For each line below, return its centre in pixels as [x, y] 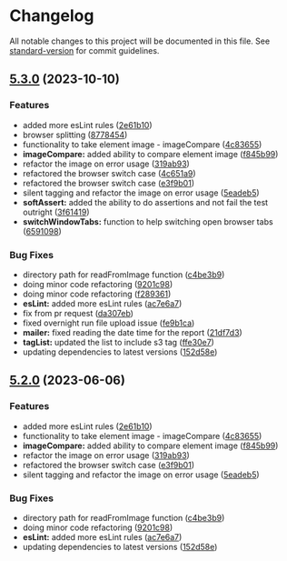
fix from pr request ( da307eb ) [78, 313]
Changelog [52, 16]
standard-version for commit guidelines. [84, 50]
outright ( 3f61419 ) [56, 212]
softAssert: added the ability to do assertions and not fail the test [145, 202]
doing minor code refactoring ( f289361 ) [97, 294]
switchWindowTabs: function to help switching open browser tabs [148, 221]
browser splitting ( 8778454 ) [75, 135]
